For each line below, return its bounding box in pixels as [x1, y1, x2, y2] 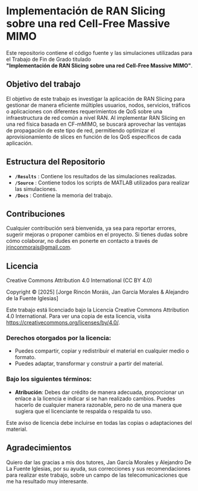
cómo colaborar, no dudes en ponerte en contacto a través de [6, 237, 158, 245]
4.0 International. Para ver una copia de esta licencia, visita [6, 313, 151, 320]
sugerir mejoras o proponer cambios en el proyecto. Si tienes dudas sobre [6, 231, 188, 238]
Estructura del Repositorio [6, 157, 105, 167]
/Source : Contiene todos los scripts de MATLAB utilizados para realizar [14, 179, 190, 186]
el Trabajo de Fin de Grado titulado [6, 55, 91, 63]
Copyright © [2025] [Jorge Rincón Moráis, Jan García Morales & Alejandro [6, 288, 189, 296]
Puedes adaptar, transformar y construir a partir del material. [14, 360, 164, 368]
